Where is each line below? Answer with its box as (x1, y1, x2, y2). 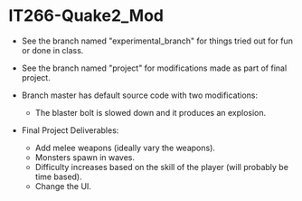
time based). (34, 171, 82, 182)
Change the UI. (34, 180, 92, 191)
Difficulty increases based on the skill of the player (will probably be (34, 161, 288, 172)
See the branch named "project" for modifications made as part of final (21, 62, 288, 73)
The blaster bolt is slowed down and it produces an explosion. (34, 107, 267, 118)
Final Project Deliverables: (21, 124, 119, 136)
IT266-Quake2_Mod (8, 5, 165, 26)
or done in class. (21, 44, 84, 55)
